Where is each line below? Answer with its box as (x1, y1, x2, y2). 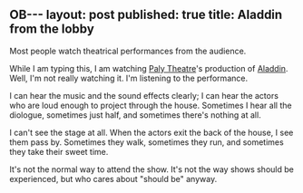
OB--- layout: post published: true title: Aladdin (9, 7, 283, 23)
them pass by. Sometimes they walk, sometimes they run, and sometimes (9, 136, 284, 148)
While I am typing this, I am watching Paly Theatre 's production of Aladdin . (9, 63, 288, 73)
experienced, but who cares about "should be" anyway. (9, 173, 218, 184)
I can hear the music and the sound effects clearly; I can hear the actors (9, 90, 279, 101)
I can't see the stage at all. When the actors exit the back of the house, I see (9, 127, 294, 138)
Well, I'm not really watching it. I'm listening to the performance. (9, 72, 248, 83)
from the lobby (9, 22, 95, 37)
